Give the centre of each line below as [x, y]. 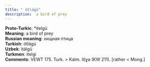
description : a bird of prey [36, 14]
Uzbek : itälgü [19, 49]
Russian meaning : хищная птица [39, 38]
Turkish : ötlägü [21, 44]
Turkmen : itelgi [21, 54]
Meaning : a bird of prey [29, 33]
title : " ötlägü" [23, 10]
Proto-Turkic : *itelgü [26, 28]
